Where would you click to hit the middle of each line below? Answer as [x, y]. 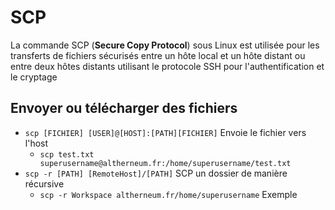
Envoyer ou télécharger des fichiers [124, 108]
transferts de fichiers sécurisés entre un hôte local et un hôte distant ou [158, 55]
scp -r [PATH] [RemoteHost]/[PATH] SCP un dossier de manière [156, 173]
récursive [44, 183]
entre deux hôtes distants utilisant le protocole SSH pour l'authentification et [167, 66]
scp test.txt [67, 154]
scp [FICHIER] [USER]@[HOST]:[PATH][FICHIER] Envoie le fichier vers [165, 132]
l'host [36, 143]
